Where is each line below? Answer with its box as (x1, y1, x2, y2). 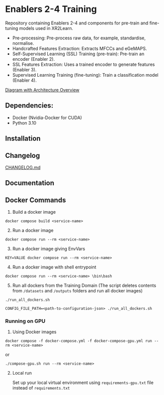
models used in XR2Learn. (19, 25, 74, 31)
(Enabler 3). (12, 66, 37, 73)
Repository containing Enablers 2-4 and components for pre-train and (5, 20, 149, 26)
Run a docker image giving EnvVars (12, 246, 85, 252)
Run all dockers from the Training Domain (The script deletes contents (12, 282, 157, 288)
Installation (5, 134, 41, 143)
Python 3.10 (12, 120, 36, 126)
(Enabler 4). (12, 77, 37, 83)
